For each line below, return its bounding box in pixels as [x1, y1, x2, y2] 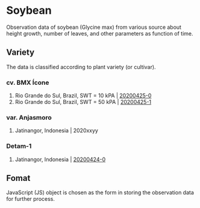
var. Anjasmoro [6, 113, 52, 121]
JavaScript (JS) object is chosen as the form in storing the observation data [6, 189, 195, 196]
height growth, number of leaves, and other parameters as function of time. [6, 29, 194, 37]
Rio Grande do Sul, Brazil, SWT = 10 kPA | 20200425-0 [14, 92, 152, 99]
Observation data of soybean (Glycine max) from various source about [6, 23, 182, 31]
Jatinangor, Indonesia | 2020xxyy [14, 127, 98, 134]
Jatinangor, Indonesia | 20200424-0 [14, 156, 106, 163]
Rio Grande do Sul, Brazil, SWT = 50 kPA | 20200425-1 [14, 99, 152, 106]
